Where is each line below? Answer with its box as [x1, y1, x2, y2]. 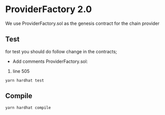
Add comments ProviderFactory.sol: [12, 58, 88, 64]
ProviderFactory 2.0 [5, 4, 92, 15]
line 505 [12, 68, 30, 74]
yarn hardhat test [5, 78, 44, 83]
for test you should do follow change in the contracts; [5, 48, 117, 54]
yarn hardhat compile [5, 105, 51, 110]
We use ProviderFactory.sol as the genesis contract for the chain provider [5, 20, 160, 26]
